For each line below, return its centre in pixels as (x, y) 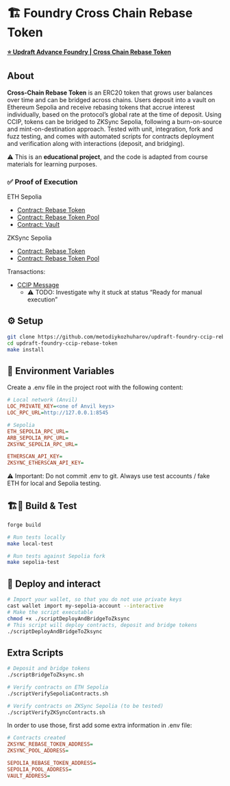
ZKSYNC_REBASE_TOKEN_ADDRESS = (50, 744)
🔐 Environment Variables (61, 371)
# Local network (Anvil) (42, 400)
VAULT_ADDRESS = (29, 776)
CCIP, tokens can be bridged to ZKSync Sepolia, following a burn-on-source (115, 121)
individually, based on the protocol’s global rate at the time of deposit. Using (114, 114)
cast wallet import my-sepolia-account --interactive (86, 606)
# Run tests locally (37, 537)
